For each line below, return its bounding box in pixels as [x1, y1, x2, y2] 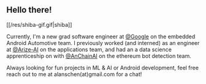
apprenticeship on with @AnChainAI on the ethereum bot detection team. [6, 52, 192, 60]
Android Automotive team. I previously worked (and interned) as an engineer [6, 39, 200, 46]
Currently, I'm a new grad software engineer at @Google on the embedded [6, 33, 196, 40]
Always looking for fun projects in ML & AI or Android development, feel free [6, 64, 199, 71]
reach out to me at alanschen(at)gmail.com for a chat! [6, 70, 142, 78]
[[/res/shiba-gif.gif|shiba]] [6, 21, 72, 28]
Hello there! [6, 5, 52, 15]
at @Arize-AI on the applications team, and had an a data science [6, 46, 172, 53]
